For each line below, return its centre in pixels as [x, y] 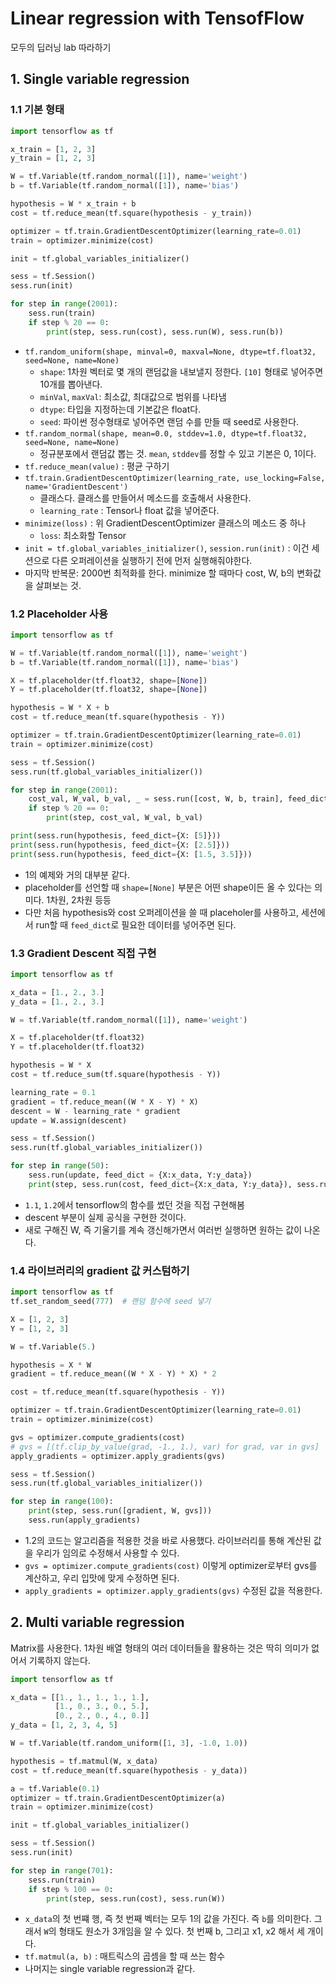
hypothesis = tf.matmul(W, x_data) [84, 1761]
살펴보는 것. [58, 585]
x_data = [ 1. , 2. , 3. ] [57, 992]
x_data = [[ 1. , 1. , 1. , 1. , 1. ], [80, 1697]
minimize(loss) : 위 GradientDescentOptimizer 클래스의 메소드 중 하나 [165, 523]
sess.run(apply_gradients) [84, 1520]
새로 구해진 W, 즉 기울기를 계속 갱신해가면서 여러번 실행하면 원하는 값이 [163, 1229]
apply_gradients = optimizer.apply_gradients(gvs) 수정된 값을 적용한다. [173, 1590]
